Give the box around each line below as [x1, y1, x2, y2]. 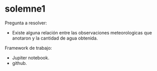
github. [12, 60, 27, 66]
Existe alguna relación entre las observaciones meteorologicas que [12, 29, 152, 35]
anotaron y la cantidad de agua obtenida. [12, 35, 98, 41]
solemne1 [5, 3, 46, 15]
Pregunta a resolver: [5, 20, 48, 26]
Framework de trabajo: [5, 45, 52, 51]
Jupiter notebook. [12, 54, 50, 61]
